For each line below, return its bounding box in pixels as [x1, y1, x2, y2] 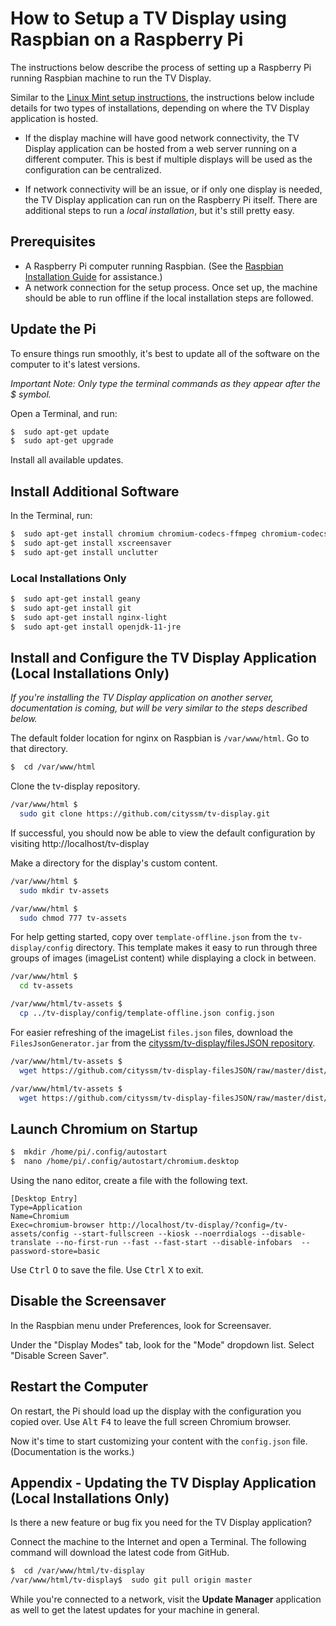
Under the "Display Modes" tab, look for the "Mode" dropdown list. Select [10, 1338, 315, 1351]
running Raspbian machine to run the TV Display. [10, 72, 212, 84]
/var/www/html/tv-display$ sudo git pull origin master [10, 1575, 253, 1586]
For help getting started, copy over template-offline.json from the [10, 931, 287, 943]
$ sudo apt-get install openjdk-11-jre [10, 622, 182, 632]
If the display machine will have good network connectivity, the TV [24, 132, 300, 144]
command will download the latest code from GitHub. [10, 1547, 230, 1559]
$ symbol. [10, 388, 52, 400]
